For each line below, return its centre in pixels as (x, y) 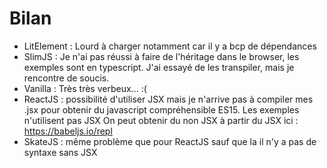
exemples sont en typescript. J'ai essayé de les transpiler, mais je (159, 67)
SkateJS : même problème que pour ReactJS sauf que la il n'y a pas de (170, 141)
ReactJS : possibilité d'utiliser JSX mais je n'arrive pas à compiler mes (168, 99)
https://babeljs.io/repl (68, 131)
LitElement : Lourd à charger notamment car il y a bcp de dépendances (170, 46)
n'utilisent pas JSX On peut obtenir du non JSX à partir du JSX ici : (161, 120)
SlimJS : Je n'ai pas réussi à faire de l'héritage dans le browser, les (161, 56)
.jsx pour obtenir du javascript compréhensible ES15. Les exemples (161, 109)
